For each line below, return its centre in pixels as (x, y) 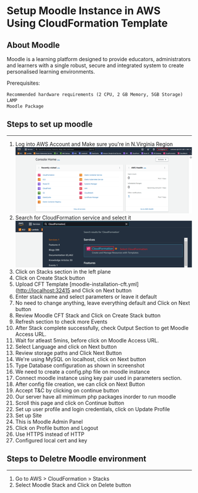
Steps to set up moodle (50, 124)
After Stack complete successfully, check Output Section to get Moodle (102, 328)
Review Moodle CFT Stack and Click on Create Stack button (88, 315)
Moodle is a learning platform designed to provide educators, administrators (99, 59)
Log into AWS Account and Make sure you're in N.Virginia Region (94, 144)
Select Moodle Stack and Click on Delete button (73, 485)
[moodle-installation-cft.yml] (104, 284)
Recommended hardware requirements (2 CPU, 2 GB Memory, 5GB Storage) (95, 95)
